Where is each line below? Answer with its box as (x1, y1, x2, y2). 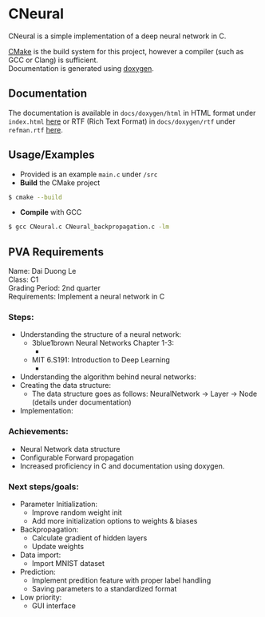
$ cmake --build (8, 193, 62, 201)
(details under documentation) (31, 397, 132, 407)
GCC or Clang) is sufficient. (8, 55, 98, 65)
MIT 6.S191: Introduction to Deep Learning (31, 355, 170, 365)
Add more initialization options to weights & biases (31, 516, 198, 526)
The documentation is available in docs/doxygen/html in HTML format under (8, 108, 256, 117)
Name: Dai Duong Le (8, 267, 77, 276)
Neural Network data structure (19, 444, 121, 453)
